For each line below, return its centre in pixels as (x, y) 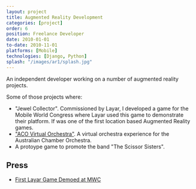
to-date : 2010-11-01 (32, 45)
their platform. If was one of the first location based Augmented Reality (102, 121)
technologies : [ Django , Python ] (46, 56)
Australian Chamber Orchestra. (53, 140)
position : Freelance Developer (45, 34)
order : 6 (17, 28)
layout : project (26, 12)
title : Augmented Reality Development (55, 17)
